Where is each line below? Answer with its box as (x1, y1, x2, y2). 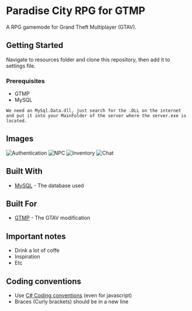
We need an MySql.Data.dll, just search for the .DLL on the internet (6, 108, 181, 114)
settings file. (6, 62, 36, 69)
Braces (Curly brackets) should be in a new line (14, 298, 129, 305)
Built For (6, 199, 37, 209)
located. (6, 118, 27, 124)
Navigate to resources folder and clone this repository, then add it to (6, 56, 170, 63)
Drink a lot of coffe (14, 247, 60, 254)
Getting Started (6, 40, 64, 50)
